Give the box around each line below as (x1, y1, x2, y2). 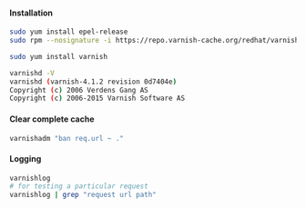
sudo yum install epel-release (9, 27, 128, 36)
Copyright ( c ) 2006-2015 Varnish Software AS (9, 94, 185, 104)
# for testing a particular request (9, 182, 148, 191)
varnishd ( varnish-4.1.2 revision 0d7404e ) (9, 77, 178, 86)
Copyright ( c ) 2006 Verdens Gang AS (9, 85, 148, 94)
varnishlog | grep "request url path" (9, 191, 157, 200)
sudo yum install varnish (9, 52, 107, 61)
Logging (9, 154, 42, 163)
